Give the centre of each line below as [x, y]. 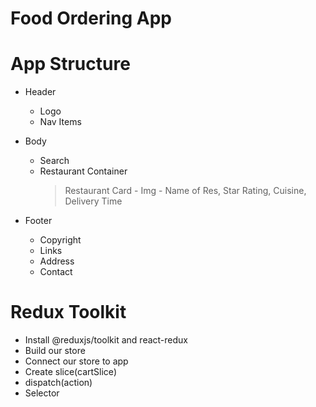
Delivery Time [93, 201]
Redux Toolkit [68, 312]
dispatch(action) [58, 383]
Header [40, 92]
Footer [38, 221]
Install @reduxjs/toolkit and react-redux [106, 340]
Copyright [60, 240]
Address [57, 261]
